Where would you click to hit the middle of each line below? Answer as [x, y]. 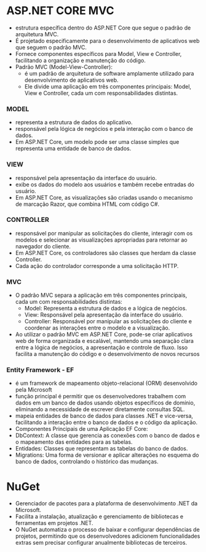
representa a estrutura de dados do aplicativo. [74, 122]
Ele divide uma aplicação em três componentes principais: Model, [108, 86]
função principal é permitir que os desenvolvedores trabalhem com [101, 396]
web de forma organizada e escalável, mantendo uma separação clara [104, 341]
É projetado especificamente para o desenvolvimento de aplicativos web [107, 41]
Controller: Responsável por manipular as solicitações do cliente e [108, 321]
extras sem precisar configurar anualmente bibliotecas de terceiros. [101, 543]
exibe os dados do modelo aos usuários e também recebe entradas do [105, 184]
